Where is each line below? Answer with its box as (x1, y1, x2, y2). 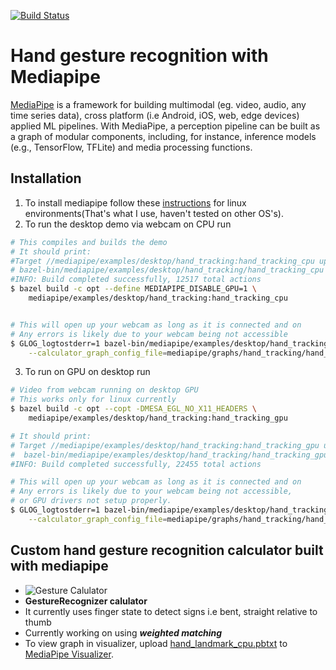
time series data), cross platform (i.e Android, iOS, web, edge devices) (10, 109, 300, 121)
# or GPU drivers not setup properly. (10, 496, 172, 506)
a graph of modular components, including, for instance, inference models (10, 130, 317, 142)
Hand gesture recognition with (10, 45, 269, 67)
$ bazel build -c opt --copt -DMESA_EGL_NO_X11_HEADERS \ (10, 404, 257, 414)
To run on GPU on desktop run (24, 366, 151, 378)
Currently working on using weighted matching (24, 626, 223, 639)
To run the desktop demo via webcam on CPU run (24, 218, 232, 230)
